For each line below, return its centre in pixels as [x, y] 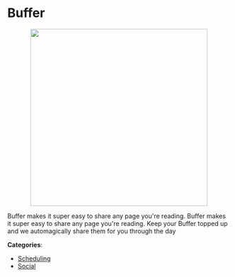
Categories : [25, 244]
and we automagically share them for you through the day [92, 231]
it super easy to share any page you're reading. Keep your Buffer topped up [117, 223]
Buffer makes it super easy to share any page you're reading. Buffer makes [117, 216]
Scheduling [34, 258]
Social [27, 266]
